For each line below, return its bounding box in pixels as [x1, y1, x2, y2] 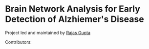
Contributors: [5, 39, 32, 45]
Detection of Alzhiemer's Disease [5, 14, 144, 25]
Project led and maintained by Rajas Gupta [5, 30, 91, 35]
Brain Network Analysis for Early [5, 3, 141, 15]
